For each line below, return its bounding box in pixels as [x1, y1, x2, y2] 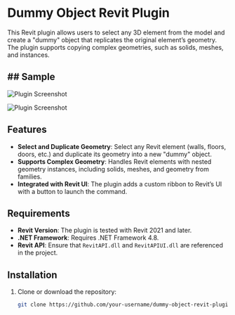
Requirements [7, 207, 70, 219]
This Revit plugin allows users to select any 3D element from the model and [7, 28, 225, 37]
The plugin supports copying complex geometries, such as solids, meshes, [7, 43, 224, 51]
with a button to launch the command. [17, 187, 128, 195]
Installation [7, 269, 58, 281]
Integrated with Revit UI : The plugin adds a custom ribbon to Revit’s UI [17, 179, 222, 188]
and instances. [7, 51, 51, 59]
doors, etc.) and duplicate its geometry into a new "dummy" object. [17, 150, 213, 158]
